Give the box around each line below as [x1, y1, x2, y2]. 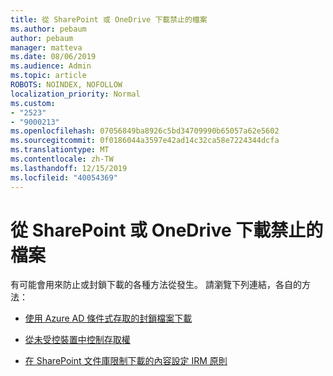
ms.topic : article [10, 71, 87, 81]
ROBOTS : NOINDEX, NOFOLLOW [10, 80, 123, 90]
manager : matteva [10, 42, 83, 53]
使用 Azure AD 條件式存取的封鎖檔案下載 [24, 312, 193, 325]
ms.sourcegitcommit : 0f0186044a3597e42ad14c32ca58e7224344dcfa [10, 136, 280, 146]
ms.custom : [10, 98, 56, 108]
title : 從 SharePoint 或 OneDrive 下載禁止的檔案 [10, 14, 208, 25]
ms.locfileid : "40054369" [10, 172, 118, 183]
